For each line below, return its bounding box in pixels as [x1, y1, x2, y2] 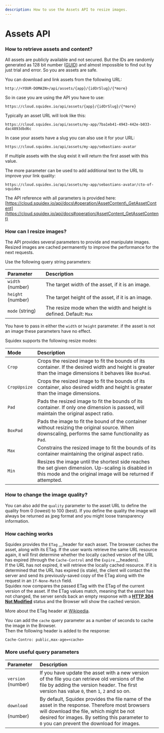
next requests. [5, 250, 34, 256]
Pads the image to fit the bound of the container [37, 418, 147, 425]
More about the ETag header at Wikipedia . [5, 608, 90, 614]
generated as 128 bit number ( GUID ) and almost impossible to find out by [5, 62, 152, 68]
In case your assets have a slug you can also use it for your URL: [5, 135, 135, 141]
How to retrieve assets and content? [5, 45, 93, 52]
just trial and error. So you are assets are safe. [5, 67, 98, 73]
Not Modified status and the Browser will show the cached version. [5, 599, 141, 604]
